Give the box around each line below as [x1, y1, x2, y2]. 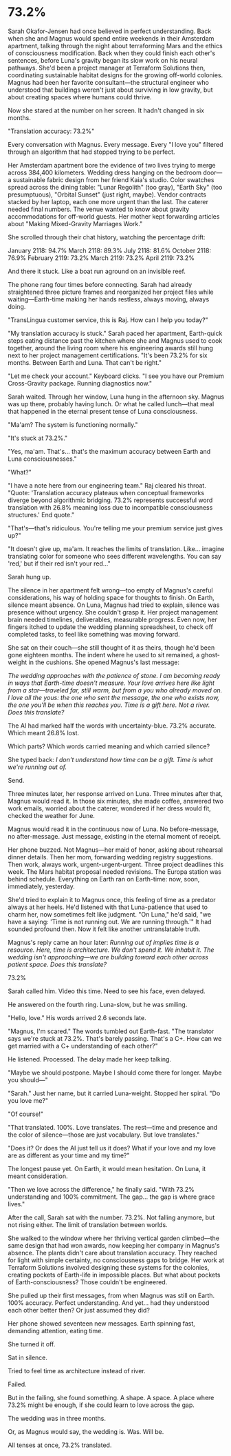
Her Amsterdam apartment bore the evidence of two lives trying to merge [8, 161, 216, 169]
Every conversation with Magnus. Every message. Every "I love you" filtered [8, 140, 223, 148]
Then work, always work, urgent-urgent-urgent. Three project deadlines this [8, 860, 224, 868]
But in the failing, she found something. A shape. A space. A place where [8, 1393, 214, 1402]
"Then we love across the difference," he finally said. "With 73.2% [8, 1185, 195, 1193]
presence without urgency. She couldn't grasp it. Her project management [8, 608, 219, 616]
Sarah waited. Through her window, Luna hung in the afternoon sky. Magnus [8, 392, 225, 401]
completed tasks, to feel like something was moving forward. [8, 630, 181, 638]
